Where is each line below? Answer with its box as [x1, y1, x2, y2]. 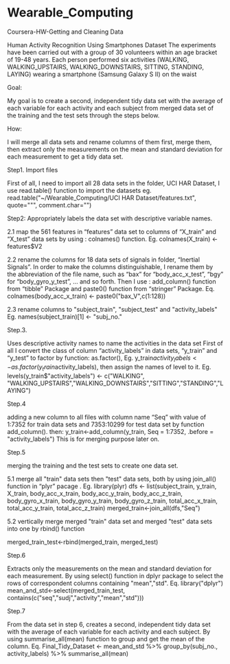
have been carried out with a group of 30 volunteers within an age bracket [7, 48, 218, 56]
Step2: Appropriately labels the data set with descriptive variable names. [7, 214, 213, 222]
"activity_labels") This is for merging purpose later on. [7, 435, 160, 443]
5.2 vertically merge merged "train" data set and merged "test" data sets [7, 517, 213, 525]
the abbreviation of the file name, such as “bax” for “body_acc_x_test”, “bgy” [7, 270, 224, 278]
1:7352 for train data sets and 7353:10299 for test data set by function [7, 420, 205, 428]
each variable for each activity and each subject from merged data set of [7, 104, 214, 112]
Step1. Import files [7, 165, 58, 174]
